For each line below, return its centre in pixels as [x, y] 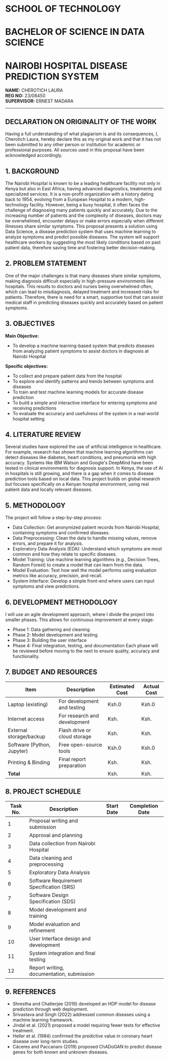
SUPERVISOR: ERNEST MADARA [39, 101]
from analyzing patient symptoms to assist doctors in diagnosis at [81, 351]
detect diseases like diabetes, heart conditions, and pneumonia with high [81, 458]
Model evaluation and [55, 924]
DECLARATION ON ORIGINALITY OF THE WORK [81, 122]
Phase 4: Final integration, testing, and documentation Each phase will [85, 646]
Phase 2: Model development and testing [55, 635]
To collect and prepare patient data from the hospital [67, 376]
